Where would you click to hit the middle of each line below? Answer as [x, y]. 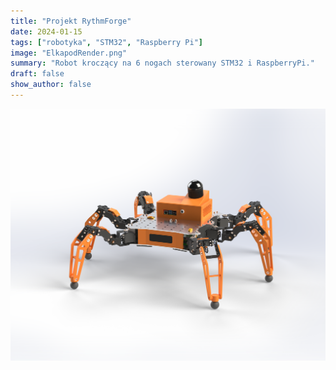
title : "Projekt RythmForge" [71, 21]
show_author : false [51, 85]
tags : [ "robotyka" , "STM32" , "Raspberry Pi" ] [106, 42]
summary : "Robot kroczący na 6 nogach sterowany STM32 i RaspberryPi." [162, 63]
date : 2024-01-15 [46, 31]
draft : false [37, 74]
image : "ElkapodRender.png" [69, 53]
